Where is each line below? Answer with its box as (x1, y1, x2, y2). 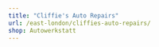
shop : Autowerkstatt (8, 26, 77, 34)
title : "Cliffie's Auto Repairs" (8, 11, 119, 20)
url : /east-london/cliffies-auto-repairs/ (8, 19, 151, 27)
